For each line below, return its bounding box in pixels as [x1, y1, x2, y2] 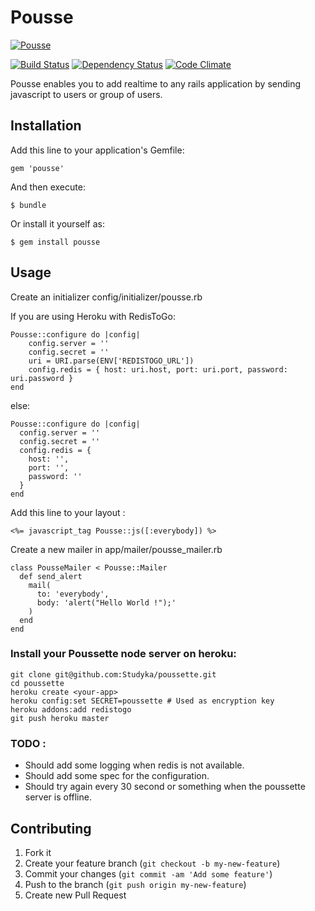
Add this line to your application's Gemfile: [10, 144, 185, 156]
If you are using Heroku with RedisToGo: [10, 310, 176, 322]
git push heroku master [10, 713, 110, 723]
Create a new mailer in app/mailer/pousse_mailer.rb [10, 543, 223, 555]
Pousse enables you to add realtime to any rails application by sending [10, 77, 302, 90]
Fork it [24, 846, 52, 858]
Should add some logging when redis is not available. [24, 759, 245, 771]
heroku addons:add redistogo [10, 704, 132, 715]
